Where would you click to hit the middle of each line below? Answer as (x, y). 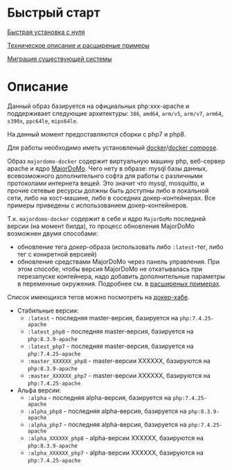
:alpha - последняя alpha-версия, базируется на (99, 397)
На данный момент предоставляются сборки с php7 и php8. (97, 134)
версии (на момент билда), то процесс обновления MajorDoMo (101, 226)
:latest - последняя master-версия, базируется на (103, 317)
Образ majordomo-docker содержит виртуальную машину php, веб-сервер (116, 161)
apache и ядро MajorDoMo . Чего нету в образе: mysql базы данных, (107, 168)
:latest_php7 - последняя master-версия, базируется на (110, 346)
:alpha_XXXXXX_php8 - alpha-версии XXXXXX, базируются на (115, 437)
